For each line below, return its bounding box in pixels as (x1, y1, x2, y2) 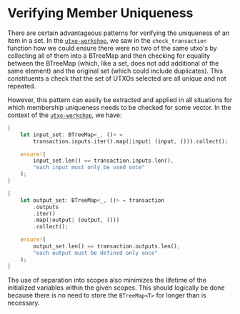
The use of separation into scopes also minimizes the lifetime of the (7, 275, 207, 284)
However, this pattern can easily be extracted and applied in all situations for (7, 95, 233, 104)
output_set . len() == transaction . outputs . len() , (33, 243, 181, 250)
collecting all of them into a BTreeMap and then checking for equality (7, 51, 211, 60)
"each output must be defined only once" (33, 249, 159, 256)
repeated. (7, 81, 36, 90)
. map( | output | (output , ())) (33, 216, 120, 224)
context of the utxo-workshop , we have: (7, 111, 122, 119)
